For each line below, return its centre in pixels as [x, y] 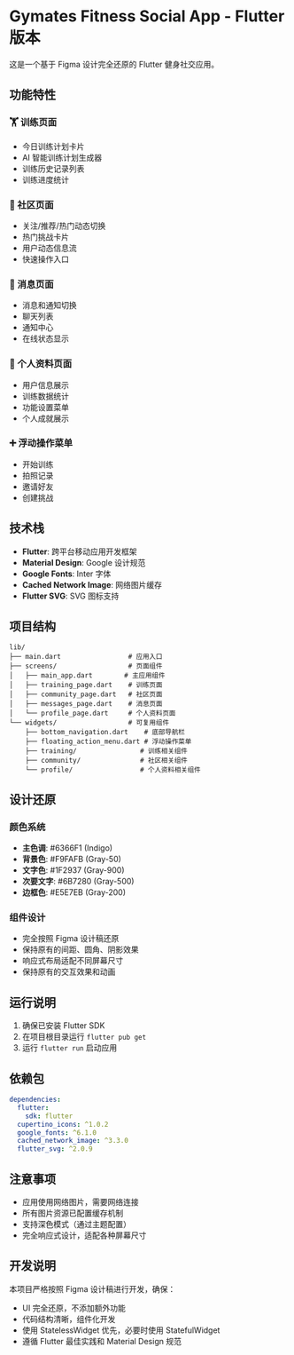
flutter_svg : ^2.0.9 [55, 1149]
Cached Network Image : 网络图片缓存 [92, 584]
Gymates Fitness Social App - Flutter [147, 16]
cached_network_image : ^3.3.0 [73, 1141]
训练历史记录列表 [53, 168]
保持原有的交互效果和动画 [69, 972]
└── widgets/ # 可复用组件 [89, 723]
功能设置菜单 [45, 407]
